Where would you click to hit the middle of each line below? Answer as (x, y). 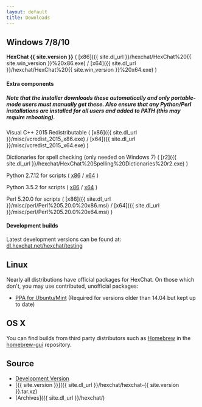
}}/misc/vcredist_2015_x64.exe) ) (48, 145)
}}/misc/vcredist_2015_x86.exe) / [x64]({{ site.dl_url (71, 139)
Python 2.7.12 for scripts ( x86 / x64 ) (53, 175)
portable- (183, 97)
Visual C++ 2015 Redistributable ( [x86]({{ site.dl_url (72, 132)
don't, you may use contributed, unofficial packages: (72, 286)
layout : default (27, 12)
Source (20, 364)
